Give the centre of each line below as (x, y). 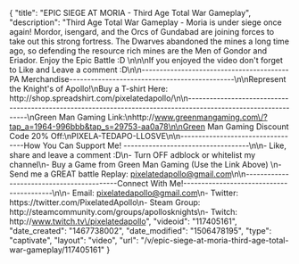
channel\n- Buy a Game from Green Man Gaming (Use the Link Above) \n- (145, 165)
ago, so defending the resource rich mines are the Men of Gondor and (138, 51)
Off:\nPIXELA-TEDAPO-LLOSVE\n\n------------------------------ (169, 136)
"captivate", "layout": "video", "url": (74, 240)
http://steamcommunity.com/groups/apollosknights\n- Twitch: (124, 212)
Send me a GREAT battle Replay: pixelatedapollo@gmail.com (120, 174)
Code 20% (29, 136)
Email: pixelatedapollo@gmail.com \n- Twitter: (155, 193)
